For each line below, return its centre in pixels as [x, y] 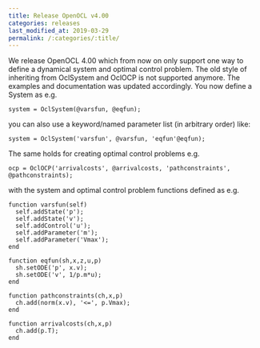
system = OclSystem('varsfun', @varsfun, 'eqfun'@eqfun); [107, 139]
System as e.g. [33, 95]
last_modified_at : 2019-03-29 [59, 30]
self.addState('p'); [50, 212]
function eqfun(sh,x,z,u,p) [55, 261]
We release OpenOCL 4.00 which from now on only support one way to [126, 61]
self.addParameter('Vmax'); [62, 240]
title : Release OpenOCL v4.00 [59, 16]
